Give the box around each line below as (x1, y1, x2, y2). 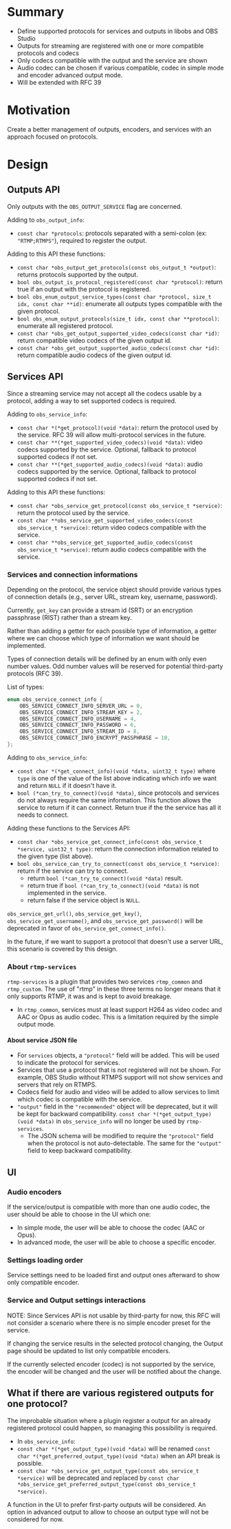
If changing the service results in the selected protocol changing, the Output (7, 1339, 223, 1348)
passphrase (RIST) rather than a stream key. (7, 613, 132, 621)
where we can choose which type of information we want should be (7, 634, 199, 642)
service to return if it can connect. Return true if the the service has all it (16, 803, 221, 811)
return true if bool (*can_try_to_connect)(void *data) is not (27, 881, 199, 889)
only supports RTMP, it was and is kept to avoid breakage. (7, 992, 172, 1000)
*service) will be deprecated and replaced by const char (16, 1473, 180, 1482)
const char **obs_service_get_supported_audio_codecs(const (16, 539, 193, 546)
